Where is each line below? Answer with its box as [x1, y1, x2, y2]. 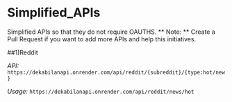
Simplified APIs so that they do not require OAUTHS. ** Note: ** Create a [7, 28, 215, 36]
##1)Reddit [7, 48, 38, 57]
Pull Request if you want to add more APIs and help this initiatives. [7, 34, 197, 43]
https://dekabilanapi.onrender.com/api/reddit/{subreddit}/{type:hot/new [7, 69, 226, 76]
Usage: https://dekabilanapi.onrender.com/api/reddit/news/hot [7, 87, 194, 95]
